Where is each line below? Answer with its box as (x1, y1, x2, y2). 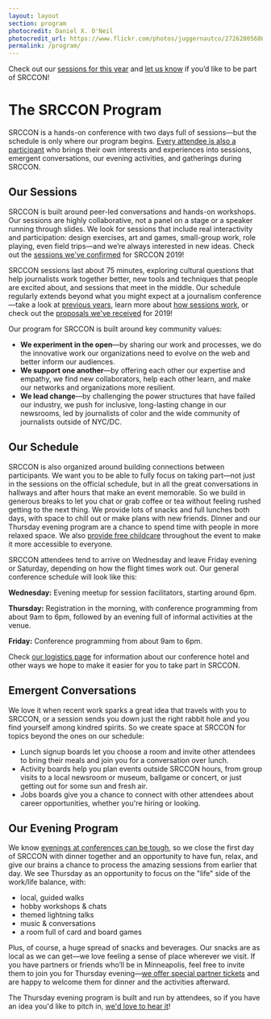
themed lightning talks (19, 910, 94, 920)
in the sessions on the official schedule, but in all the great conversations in (8, 478, 259, 489)
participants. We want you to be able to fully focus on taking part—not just (8, 470, 256, 480)
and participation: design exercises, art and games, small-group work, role (8, 232, 256, 242)
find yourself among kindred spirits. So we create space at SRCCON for (8, 722, 246, 732)
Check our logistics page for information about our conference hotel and (8, 651, 250, 661)
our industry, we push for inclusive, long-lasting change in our (19, 399, 227, 409)
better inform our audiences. (19, 356, 115, 366)
